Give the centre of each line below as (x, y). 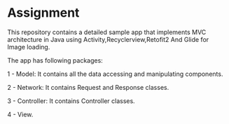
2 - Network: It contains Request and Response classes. (88, 87)
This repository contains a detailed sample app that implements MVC (107, 32)
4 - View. (20, 114)
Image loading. (29, 47)
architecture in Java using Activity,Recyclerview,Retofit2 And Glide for (108, 39)
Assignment (43, 13)
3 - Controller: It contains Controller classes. (71, 101)
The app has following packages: (55, 60)
